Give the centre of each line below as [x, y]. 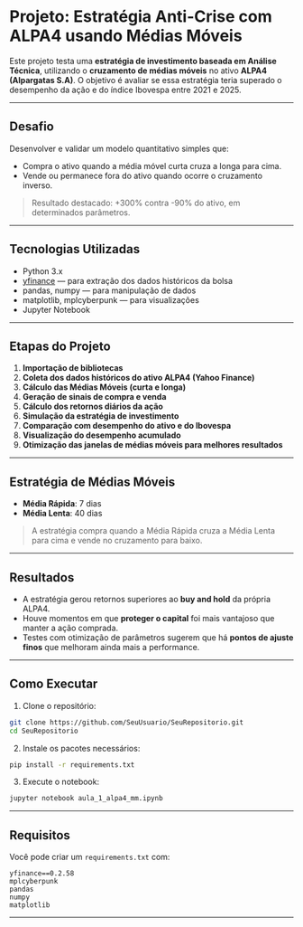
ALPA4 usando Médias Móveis [126, 36]
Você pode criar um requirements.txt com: [90, 857]
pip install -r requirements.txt [72, 765]
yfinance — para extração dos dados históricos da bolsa [127, 280]
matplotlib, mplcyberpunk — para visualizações [111, 299]
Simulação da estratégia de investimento [101, 416]
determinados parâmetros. [81, 212]
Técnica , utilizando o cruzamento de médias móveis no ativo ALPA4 [138, 71]
